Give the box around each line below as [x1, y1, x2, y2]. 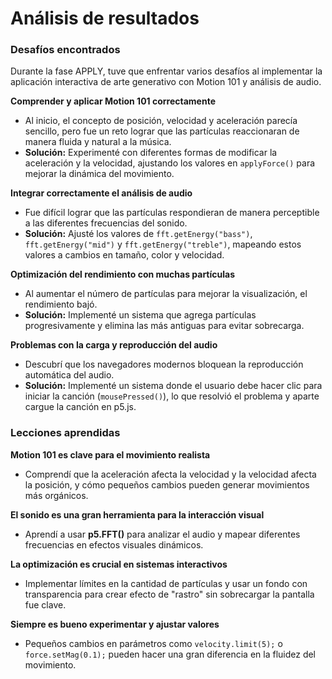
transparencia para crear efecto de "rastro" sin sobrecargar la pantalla [24, 588, 315, 600]
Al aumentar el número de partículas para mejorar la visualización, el [24, 288, 308, 300]
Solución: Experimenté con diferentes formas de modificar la [24, 147, 278, 159]
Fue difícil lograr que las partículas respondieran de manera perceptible [24, 207, 320, 219]
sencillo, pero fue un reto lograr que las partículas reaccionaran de [24, 125, 300, 137]
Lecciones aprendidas [10, 426, 121, 440]
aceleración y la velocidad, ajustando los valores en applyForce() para [24, 157, 316, 169]
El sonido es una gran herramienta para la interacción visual [10, 508, 265, 521]
